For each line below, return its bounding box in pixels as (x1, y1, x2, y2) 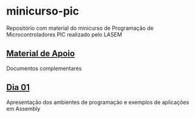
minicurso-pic (6, 4, 80, 18)
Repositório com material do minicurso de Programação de (6, 24, 154, 32)
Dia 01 (6, 82, 30, 92)
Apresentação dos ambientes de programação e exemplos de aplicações (6, 99, 190, 106)
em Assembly (6, 105, 41, 112)
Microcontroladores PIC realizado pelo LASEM (6, 30, 123, 38)
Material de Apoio (6, 49, 75, 59)
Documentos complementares (6, 64, 82, 72)
